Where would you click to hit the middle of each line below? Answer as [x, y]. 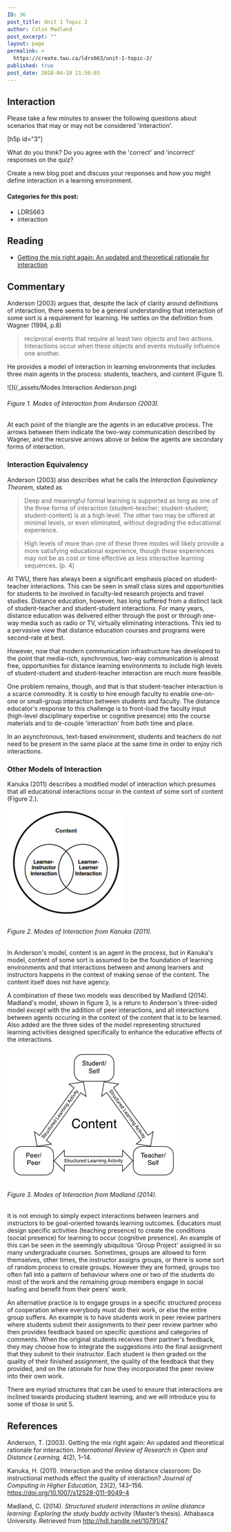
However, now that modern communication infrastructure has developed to [114, 651]
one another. [42, 353]
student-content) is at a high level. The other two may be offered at [119, 515]
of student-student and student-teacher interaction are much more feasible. [115, 673]
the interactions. [30, 1040]
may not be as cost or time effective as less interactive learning [114, 558]
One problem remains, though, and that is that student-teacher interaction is [115, 686]
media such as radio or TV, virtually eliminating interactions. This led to [121, 623]
